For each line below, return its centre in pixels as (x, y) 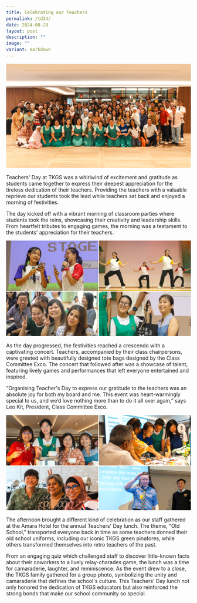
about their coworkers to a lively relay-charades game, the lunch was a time (98, 562)
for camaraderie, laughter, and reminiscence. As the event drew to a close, (96, 569)
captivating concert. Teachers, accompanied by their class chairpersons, (94, 352)
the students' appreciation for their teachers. (60, 233)
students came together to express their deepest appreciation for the (89, 184)
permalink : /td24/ (28, 19)
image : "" (18, 43)
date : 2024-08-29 (27, 25)
